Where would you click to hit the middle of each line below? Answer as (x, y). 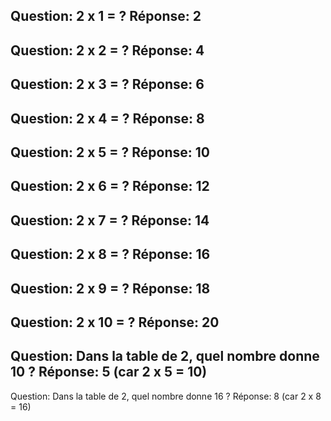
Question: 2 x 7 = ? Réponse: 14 (110, 220)
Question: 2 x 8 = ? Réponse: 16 (110, 254)
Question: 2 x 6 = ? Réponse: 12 (110, 186)
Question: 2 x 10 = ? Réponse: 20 (115, 322)
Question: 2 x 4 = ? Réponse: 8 (107, 118)
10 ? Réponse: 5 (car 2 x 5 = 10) (109, 372)
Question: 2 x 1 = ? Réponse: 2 (106, 16)
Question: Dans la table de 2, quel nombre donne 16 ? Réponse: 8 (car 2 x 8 (166, 396)
